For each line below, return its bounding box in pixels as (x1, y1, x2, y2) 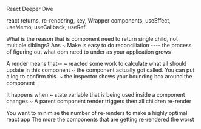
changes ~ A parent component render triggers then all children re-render (6, 97, 192, 105)
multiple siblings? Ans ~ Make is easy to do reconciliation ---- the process (6, 42, 192, 49)
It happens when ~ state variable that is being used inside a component (6, 91, 185, 98)
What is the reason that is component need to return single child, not (6, 35, 178, 42)
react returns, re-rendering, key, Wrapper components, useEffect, (6, 17, 171, 24)
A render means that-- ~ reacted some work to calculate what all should (6, 60, 187, 67)
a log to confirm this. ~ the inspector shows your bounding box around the (6, 73, 192, 80)
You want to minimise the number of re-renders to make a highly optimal (6, 110, 188, 116)
